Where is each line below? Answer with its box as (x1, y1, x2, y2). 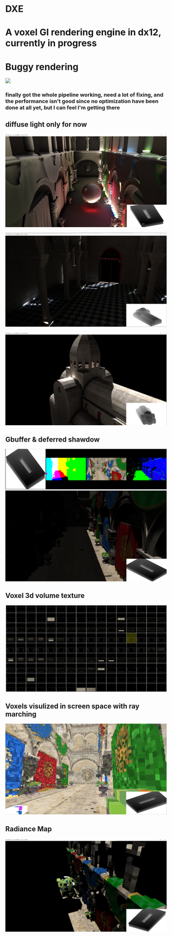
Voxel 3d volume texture (5, 591, 85, 600)
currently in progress (5, 37, 97, 49)
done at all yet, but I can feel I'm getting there (5, 104, 120, 111)
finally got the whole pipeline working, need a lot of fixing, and (5, 91, 164, 98)
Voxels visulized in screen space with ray (5, 702, 140, 710)
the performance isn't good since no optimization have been (5, 98, 159, 105)
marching (5, 710, 37, 719)
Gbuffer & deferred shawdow (5, 435, 100, 444)
